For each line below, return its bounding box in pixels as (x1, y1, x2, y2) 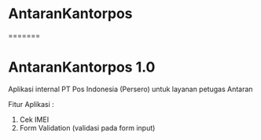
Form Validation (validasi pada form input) (19, 123, 156, 132)
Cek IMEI (19, 115, 50, 124)
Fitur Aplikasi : (8, 99, 55, 109)
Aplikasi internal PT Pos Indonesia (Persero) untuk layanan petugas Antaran (8, 84, 253, 94)
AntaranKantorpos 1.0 (8, 58, 156, 76)
